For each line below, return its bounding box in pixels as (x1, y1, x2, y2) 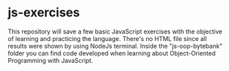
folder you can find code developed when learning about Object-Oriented (8, 49, 216, 57)
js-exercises (8, 5, 80, 20)
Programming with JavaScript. (8, 56, 93, 64)
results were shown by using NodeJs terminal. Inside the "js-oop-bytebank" (8, 42, 223, 50)
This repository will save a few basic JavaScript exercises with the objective (8, 27, 223, 35)
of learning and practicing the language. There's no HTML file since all (8, 34, 207, 42)
